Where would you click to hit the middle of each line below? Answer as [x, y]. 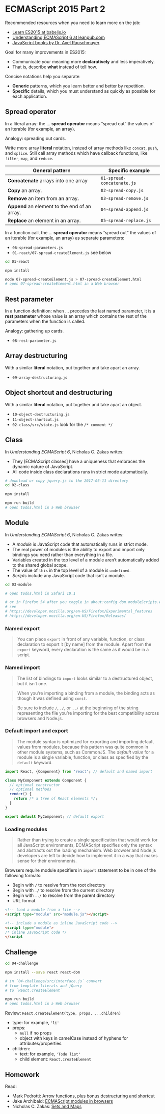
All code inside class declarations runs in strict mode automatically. [80, 472]
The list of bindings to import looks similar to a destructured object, [85, 678]
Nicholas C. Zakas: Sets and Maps [47, 1106]
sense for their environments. [47, 861]
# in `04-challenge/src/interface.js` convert [54, 981]
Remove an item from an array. [43, 198]
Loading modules [26, 829]
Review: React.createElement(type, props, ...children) [63, 1013]
